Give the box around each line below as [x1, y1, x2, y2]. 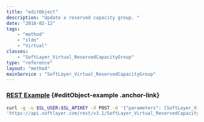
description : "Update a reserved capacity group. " [6, 15, 140, 21]
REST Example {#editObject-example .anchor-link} [6, 91, 160, 100]
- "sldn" [17, 37, 39, 43]
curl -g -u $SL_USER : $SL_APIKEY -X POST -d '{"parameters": [6, 104, 162, 111]
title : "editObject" [6, 8, 59, 15]
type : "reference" [6, 59, 53, 66]
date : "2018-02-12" [6, 20, 56, 26]
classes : [6, 49, 29, 55]
